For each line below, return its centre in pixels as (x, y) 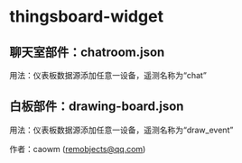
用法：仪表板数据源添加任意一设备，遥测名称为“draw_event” (121, 130)
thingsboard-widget (87, 17)
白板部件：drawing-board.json (97, 107)
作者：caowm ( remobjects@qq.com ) (78, 149)
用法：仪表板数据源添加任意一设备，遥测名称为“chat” (108, 75)
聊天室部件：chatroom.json (87, 52)
